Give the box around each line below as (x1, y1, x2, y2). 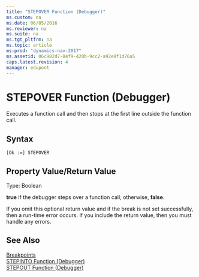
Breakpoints (6, 251, 36, 258)
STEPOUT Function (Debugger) (6, 264, 84, 271)
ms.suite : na (6, 31, 39, 37)
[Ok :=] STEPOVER (6, 150, 50, 156)
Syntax (6, 134, 34, 144)
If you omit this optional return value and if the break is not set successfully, (6, 205, 194, 212)
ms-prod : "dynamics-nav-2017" (6, 48, 82, 54)
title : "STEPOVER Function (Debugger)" (6, 8, 106, 15)
